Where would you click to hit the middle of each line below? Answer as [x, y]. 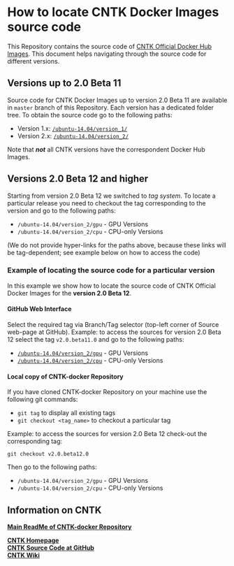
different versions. [34, 61]
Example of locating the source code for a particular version [111, 270]
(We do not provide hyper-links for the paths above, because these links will [117, 245]
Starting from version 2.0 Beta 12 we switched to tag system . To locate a [112, 196]
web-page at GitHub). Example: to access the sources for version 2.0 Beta [114, 332]
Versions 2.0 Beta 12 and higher [78, 179]
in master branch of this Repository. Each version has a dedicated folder [111, 107]
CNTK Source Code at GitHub [51, 548]
